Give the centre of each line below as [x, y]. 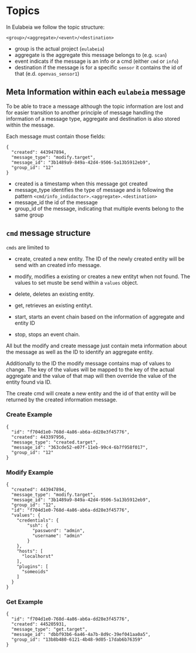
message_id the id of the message [56, 202]
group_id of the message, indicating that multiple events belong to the [99, 208]
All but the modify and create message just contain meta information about [97, 346]
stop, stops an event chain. [47, 334]
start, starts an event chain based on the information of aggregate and [99, 317]
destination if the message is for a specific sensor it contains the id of [99, 67]
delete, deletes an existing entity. [55, 294]
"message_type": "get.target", [50, 630]
